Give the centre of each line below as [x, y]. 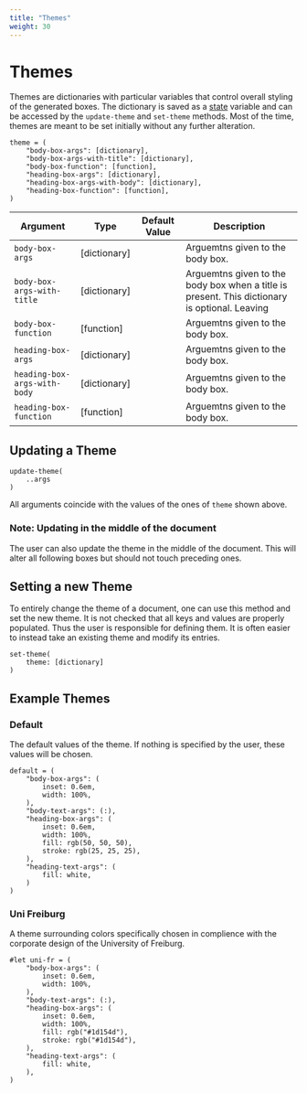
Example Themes [60, 698]
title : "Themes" [40, 18]
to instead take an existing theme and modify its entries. [115, 638]
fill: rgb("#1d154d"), [85, 1033]
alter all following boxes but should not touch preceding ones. [126, 558]
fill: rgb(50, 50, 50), [87, 843]
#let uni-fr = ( [40, 960]
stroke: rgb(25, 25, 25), [92, 852]
